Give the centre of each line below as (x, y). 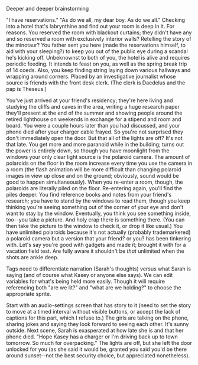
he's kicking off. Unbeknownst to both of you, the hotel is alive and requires (98, 58)
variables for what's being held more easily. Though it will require (86, 281)
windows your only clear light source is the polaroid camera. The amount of (98, 157)
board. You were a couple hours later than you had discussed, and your (93, 126)
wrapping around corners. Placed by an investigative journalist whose (91, 76)
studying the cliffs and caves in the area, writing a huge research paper (93, 107)
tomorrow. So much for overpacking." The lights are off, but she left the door (99, 343)
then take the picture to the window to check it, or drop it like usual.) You (95, 226)
